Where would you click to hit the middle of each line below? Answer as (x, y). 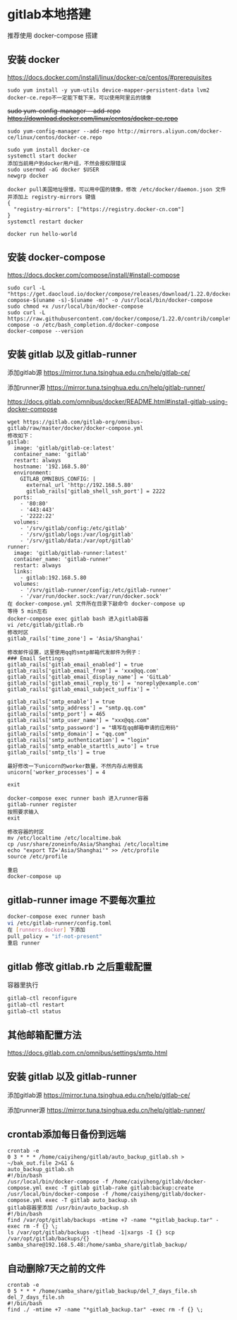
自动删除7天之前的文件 (56, 1268)
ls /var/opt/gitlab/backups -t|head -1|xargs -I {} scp (91, 1232)
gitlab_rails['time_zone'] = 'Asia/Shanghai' (75, 639)
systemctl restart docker (45, 222)
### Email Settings (36, 659)
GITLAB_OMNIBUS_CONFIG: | (58, 479)
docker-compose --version (45, 331)
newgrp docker (28, 176)
